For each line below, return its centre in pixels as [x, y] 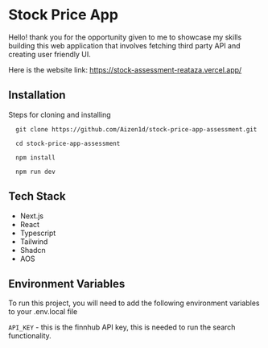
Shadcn [33, 250]
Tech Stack [37, 196]
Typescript [38, 233]
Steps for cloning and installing [60, 114]
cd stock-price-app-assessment [68, 143]
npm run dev [36, 172]
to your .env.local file [43, 312]
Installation [37, 95]
